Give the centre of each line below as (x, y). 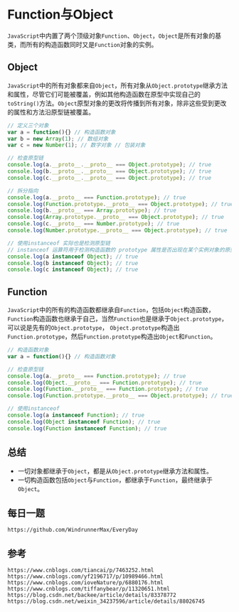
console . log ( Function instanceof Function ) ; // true (87, 428)
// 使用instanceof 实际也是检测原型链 (59, 243)
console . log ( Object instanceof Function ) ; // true (84, 422)
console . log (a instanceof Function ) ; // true (76, 415)
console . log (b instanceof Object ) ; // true (73, 263)
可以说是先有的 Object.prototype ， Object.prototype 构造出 (94, 328)
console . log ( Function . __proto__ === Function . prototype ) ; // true (108, 389)
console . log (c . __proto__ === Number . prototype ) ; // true (94, 224)
